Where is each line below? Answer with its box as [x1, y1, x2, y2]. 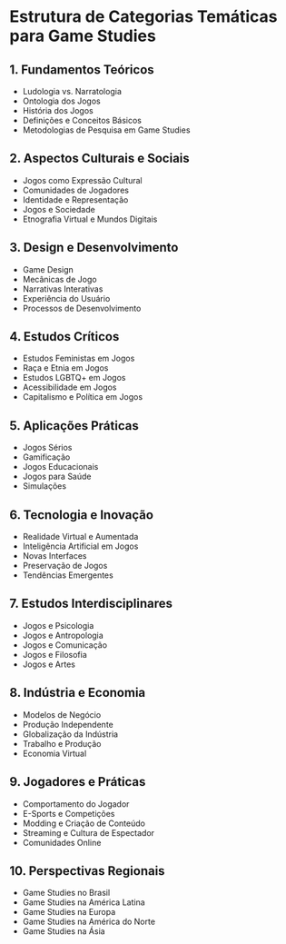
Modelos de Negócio [22, 709, 102, 720]
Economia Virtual [22, 748, 87, 759]
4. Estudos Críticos [9, 329, 120, 344]
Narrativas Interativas [22, 283, 104, 294]
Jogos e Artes [22, 659, 75, 670]
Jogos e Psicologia [22, 620, 94, 631]
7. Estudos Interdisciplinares [9, 596, 173, 611]
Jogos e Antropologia [22, 630, 104, 641]
